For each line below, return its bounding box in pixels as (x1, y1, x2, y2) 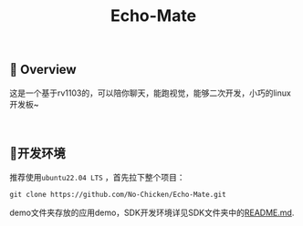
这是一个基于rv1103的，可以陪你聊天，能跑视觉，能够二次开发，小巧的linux (9, 87, 292, 98)
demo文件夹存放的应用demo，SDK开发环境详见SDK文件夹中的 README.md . (9, 207, 295, 218)
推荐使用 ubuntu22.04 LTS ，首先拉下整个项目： (9, 171, 185, 182)
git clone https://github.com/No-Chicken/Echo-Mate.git (9, 190, 226, 199)
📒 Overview (9, 62, 77, 77)
